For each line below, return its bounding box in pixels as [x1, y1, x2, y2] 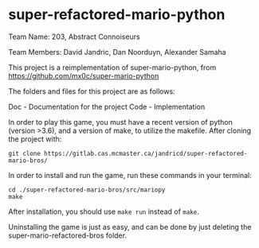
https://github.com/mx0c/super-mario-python [8, 71, 159, 80]
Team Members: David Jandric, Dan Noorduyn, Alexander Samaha [8, 47, 226, 56]
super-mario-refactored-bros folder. [8, 231, 128, 240]
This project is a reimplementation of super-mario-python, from [8, 62, 217, 72]
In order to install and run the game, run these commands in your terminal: [8, 170, 253, 180]
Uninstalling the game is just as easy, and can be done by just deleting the [8, 222, 252, 231]
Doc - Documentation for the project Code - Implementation [8, 102, 206, 111]
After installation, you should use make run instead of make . [8, 207, 199, 216]
